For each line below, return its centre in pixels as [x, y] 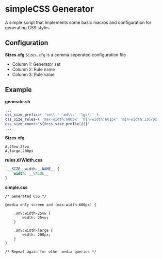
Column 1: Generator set [36, 64]
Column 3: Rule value [33, 74]
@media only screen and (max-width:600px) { [51, 205]
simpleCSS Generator [49, 9]
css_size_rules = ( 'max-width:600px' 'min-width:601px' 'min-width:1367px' [82, 120]
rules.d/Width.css [24, 160]
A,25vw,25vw [17, 147]
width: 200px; [37, 235]
